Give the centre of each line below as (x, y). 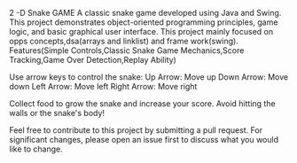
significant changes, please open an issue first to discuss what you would (144, 140)
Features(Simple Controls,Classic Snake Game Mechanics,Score (127, 50)
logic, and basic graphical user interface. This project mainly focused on (141, 31)
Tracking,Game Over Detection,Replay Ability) (93, 60)
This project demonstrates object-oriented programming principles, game (144, 22)
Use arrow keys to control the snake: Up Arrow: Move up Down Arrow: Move (149, 77)
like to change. (36, 149)
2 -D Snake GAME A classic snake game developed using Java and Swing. (145, 13)
